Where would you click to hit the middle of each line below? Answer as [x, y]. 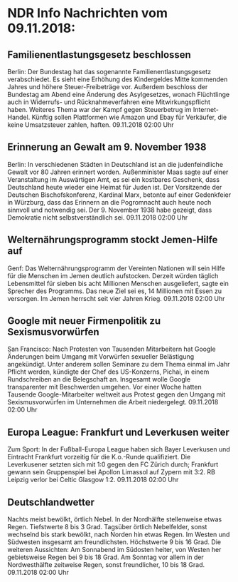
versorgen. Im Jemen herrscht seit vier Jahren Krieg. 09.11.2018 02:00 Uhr [116, 298]
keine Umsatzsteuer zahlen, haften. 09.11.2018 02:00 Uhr [91, 125]
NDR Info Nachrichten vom [88, 13]
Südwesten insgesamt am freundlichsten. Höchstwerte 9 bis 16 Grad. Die [114, 542]
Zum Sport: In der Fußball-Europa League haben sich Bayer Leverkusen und [119, 449]
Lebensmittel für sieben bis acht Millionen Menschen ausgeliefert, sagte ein [118, 283]
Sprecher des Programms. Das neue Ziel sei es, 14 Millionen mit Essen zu [115, 291]
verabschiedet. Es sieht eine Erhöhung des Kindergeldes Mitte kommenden [118, 79]
